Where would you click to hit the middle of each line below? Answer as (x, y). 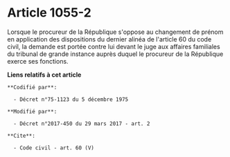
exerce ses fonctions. (38, 61)
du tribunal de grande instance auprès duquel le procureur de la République (115, 54)
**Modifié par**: (32, 111)
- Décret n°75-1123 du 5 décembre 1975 (71, 99)
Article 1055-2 (49, 13)
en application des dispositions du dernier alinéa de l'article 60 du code (109, 39)
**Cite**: (21, 136)
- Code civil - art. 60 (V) (54, 148)
